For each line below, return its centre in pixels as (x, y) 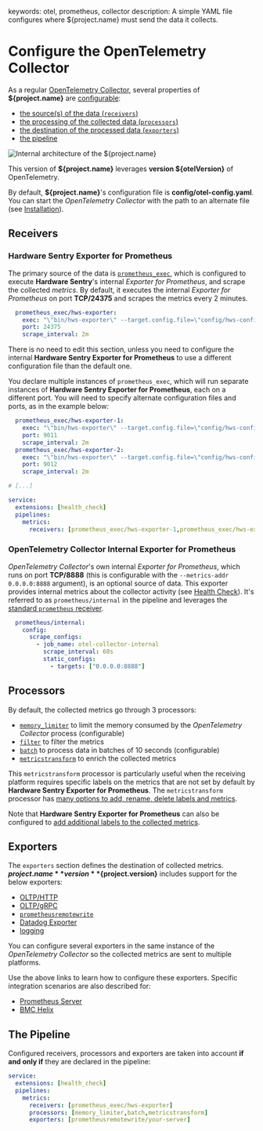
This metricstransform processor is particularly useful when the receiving (127, 773)
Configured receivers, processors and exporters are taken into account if (126, 1053)
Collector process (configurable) (72, 733)
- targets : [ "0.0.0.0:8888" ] (97, 666)
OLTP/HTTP (39, 897)
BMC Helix (36, 1010)
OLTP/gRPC (38, 906)
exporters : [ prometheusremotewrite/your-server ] (110, 1120)
